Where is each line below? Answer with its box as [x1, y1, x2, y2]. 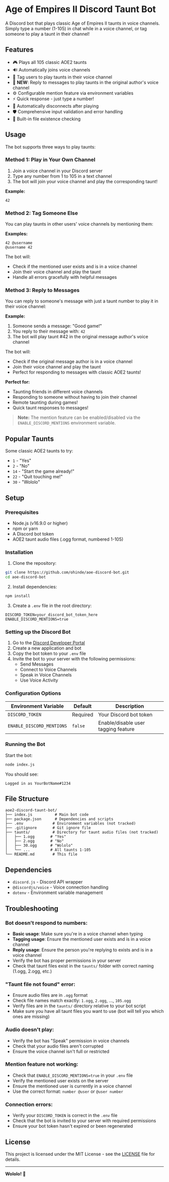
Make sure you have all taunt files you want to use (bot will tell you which [12, 1008, 164, 1014]
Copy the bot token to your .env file [12, 650, 87, 656]
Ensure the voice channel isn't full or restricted [12, 1048, 110, 1054]
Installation [5, 549, 34, 556]
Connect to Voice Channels [20, 667, 77, 673]
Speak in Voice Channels [20, 672, 72, 678]
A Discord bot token [12, 531, 54, 537]
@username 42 [5, 245, 33, 250]
